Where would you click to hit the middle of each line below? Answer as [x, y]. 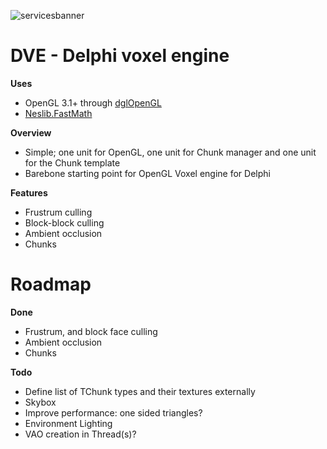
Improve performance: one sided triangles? [113, 412]
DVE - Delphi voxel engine [120, 56]
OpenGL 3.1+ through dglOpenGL [93, 102]
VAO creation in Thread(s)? [80, 434]
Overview [31, 132]
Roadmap [51, 284]
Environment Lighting [68, 423]
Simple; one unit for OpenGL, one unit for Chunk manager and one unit [170, 152]
